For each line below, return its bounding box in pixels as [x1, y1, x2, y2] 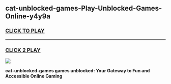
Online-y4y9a [5, 12, 51, 21]
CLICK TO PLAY [5, 27, 45, 35]
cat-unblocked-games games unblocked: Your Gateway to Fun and [5, 67, 150, 73]
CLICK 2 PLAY [5, 46, 41, 53]
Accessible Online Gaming [5, 73, 63, 79]
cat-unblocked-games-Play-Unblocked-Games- [5, 4, 162, 13]
